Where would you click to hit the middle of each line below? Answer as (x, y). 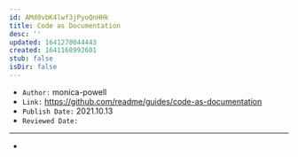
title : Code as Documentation (65, 26)
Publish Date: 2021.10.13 (67, 111)
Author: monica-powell (64, 92)
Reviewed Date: (50, 121)
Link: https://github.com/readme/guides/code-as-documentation (142, 101)
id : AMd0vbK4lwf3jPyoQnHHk (59, 17)
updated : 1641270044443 (53, 42)
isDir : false (33, 67)
